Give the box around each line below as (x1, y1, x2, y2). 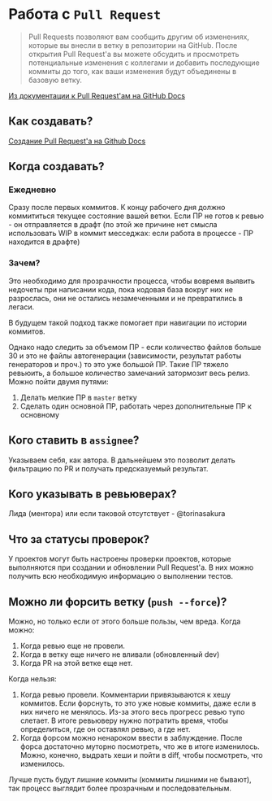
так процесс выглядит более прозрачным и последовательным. (8, 783, 231, 793)
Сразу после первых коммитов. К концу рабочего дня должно (8, 203, 226, 212)
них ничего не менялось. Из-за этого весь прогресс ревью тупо (19, 707, 245, 716)
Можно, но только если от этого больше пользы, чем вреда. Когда (8, 616, 241, 626)
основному (19, 409, 59, 419)
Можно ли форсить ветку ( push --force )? (8, 595, 227, 609)
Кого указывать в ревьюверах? (8, 487, 177, 501)
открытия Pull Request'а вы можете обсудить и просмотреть (28, 49, 240, 59)
